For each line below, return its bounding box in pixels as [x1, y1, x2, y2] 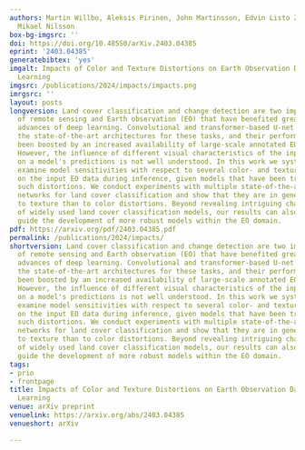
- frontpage [9, 376, 54, 386]
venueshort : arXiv [9, 419, 79, 428]
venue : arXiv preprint [9, 402, 95, 412]
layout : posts [9, 97, 64, 107]
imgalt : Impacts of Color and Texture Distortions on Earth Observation [9, 65, 290, 74]
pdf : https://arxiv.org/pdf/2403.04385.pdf [9, 225, 177, 234]
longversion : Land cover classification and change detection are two [9, 106, 282, 115]
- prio [9, 368, 34, 377]
